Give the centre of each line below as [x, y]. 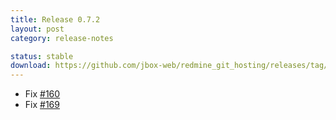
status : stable [42, 56]
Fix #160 [42, 94]
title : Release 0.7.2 [55, 19]
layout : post [37, 29]
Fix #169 [42, 105]
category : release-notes [62, 38]
